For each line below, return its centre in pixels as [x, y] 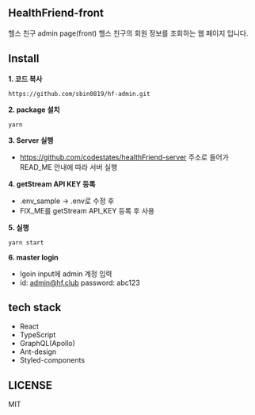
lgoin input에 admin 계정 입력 [66, 274]
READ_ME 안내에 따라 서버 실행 [69, 167]
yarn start [26, 242]
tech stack [35, 307]
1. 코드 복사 [25, 79]
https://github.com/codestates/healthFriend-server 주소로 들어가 [124, 157]
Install [24, 59]
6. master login [34, 257]
